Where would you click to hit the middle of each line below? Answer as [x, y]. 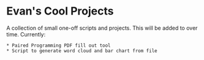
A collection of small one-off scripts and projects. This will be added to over [102, 28]
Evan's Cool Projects [60, 11]
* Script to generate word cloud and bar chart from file [82, 51]
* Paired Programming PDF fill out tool [59, 45]
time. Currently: [26, 34]
